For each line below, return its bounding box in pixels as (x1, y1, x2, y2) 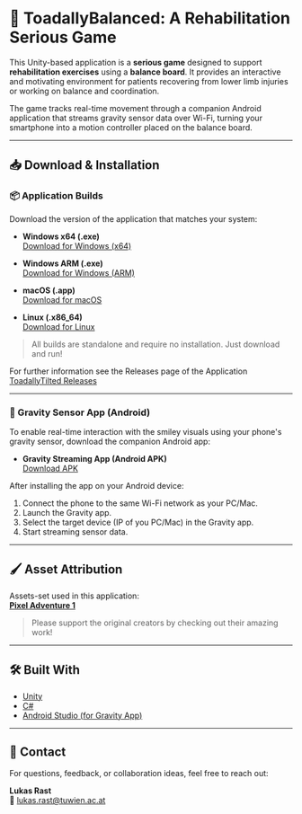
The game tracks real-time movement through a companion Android (9, 102, 262, 113)
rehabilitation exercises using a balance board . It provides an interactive (9, 66, 281, 77)
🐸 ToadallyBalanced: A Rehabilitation (9, 8, 290, 29)
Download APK (22, 463, 79, 473)
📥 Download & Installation (9, 157, 160, 173)
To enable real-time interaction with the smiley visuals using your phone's (9, 426, 282, 437)
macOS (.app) (22, 285, 76, 296)
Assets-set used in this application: (9, 590, 139, 601)
